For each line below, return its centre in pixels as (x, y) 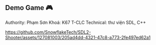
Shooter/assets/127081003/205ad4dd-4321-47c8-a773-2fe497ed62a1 (78, 37)
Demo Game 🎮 (29, 8)
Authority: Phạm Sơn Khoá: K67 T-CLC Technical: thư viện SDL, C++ (76, 22)
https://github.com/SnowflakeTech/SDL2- (48, 32)
